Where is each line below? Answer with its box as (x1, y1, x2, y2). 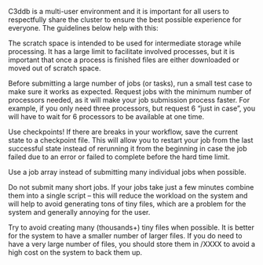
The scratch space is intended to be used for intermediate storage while (8, 38, 242, 48)
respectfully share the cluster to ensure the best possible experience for (8, 15, 242, 24)
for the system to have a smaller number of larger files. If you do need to (8, 231, 243, 240)
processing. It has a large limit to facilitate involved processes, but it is (8, 47, 236, 56)
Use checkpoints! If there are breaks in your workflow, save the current (8, 127, 238, 136)
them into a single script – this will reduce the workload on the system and (8, 191, 248, 200)
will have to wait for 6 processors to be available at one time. (8, 112, 205, 121)
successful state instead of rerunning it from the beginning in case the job (8, 144, 247, 153)
